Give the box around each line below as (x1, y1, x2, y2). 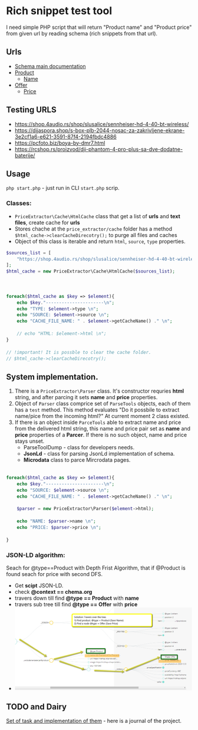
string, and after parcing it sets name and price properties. (14, 394, 158, 401)
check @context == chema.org (14, 588, 93, 596)
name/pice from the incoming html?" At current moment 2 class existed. (14, 413, 190, 420)
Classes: (6, 199, 32, 208)
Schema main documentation (14, 63, 87, 70)
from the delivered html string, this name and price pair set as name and (14, 425, 190, 432)
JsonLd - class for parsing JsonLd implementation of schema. (23, 450, 175, 458)
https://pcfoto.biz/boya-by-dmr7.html (14, 139, 105, 146)
